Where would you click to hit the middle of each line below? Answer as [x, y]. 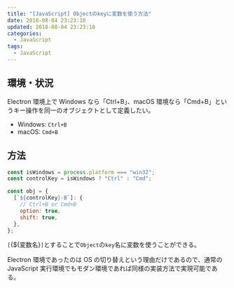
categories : [25, 33]
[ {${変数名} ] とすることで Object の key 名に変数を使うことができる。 [104, 245]
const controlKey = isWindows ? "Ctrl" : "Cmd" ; [80, 179]
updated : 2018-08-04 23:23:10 [51, 27]
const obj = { [28, 191]
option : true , [40, 211]
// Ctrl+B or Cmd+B [48, 204]
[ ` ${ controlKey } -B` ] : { [48, 198]
